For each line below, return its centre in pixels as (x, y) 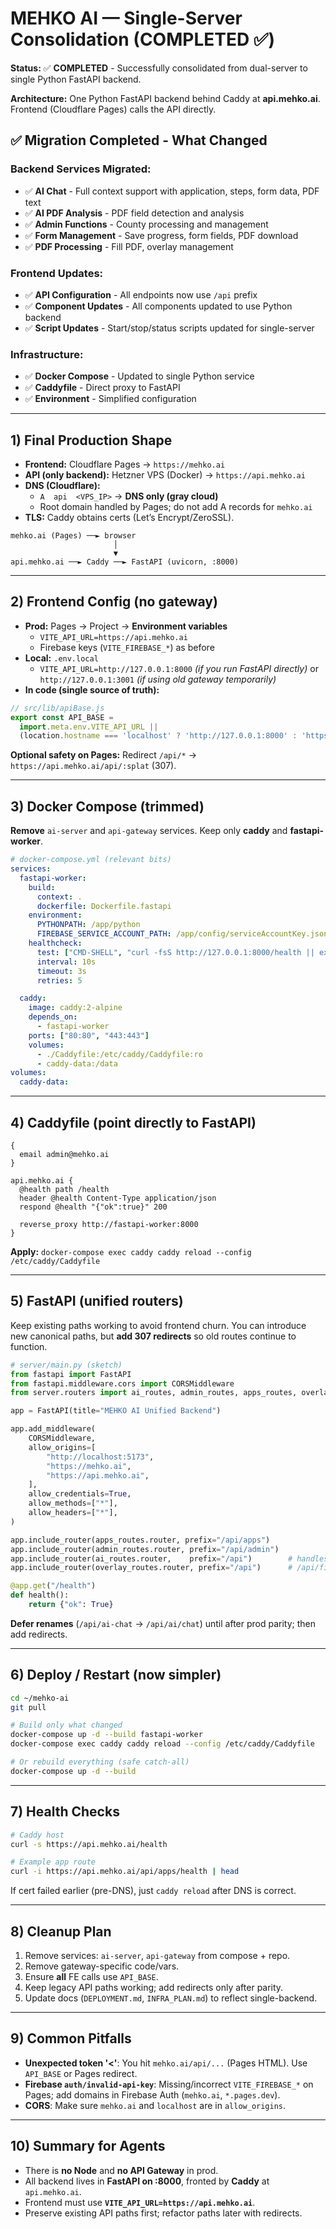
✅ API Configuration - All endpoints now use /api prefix (141, 294)
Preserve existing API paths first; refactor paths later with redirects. (163, 2213)
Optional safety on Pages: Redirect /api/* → (104, 755)
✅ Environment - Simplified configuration (110, 399)
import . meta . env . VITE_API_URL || (89, 727)
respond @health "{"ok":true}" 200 (93, 1207)
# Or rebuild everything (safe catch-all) (100, 1762)
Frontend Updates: (57, 273)
